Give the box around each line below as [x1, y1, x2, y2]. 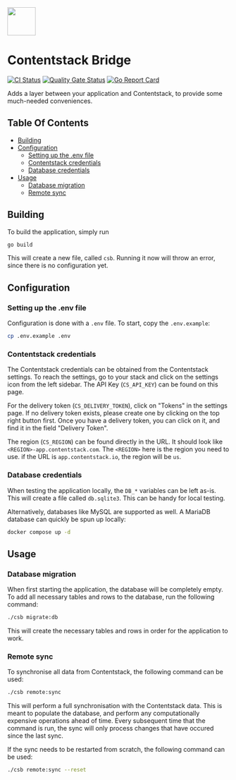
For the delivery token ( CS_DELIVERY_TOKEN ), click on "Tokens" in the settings [7, 401, 228, 410]
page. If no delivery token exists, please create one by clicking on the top [7, 409, 220, 418]
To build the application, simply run [7, 227, 109, 236]
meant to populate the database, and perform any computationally [7, 709, 200, 718]
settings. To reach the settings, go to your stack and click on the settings [7, 373, 218, 382]
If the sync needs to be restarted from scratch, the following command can [7, 745, 225, 754]
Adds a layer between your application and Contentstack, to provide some [7, 89, 223, 97]
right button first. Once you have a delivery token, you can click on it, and [7, 416, 221, 425]
